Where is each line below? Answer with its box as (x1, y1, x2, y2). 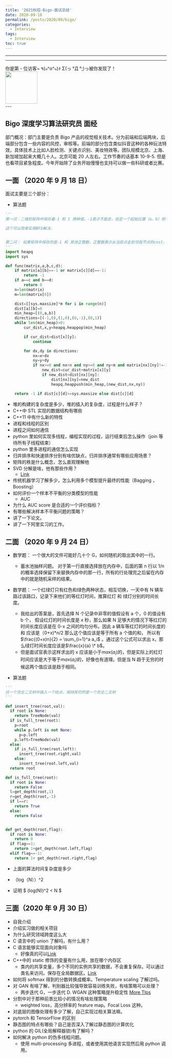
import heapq (5, 249, 33, 254)
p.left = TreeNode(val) (14, 737, 60, 742)
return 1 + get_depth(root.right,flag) (14, 856, 97, 861)
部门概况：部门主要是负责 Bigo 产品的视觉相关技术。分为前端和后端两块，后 (5, 134, 165, 140)
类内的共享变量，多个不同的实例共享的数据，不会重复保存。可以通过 (20, 963, 164, 970)
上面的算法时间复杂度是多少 (12, 865, 72, 872)
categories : (5, 22, 31, 27)
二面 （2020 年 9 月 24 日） (5, 537, 93, 546)
